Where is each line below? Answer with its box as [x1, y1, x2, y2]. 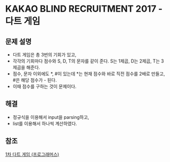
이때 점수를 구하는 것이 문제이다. [12, 83, 77, 89]
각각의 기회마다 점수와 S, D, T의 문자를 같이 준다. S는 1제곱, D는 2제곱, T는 [12, 58, 160, 64]
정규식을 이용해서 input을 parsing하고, [12, 114, 89, 120]
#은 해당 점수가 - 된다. [12, 77, 57, 83]
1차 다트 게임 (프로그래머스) [5, 151, 59, 157]
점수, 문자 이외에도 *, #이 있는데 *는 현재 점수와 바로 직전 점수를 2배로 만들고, [12, 71, 165, 77]
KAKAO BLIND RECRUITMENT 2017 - [5, 3, 163, 15]
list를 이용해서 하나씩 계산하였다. [12, 120, 77, 126]
